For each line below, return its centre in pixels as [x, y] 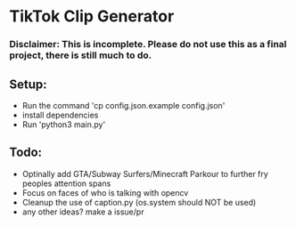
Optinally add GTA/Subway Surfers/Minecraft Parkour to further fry [145, 174]
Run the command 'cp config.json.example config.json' [123, 105]
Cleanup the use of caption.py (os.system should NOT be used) [139, 202]
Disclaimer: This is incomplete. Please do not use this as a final [148, 44]
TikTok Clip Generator [92, 16]
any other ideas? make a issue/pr [83, 212]
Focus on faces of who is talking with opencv [105, 192]
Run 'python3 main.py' [64, 124]
